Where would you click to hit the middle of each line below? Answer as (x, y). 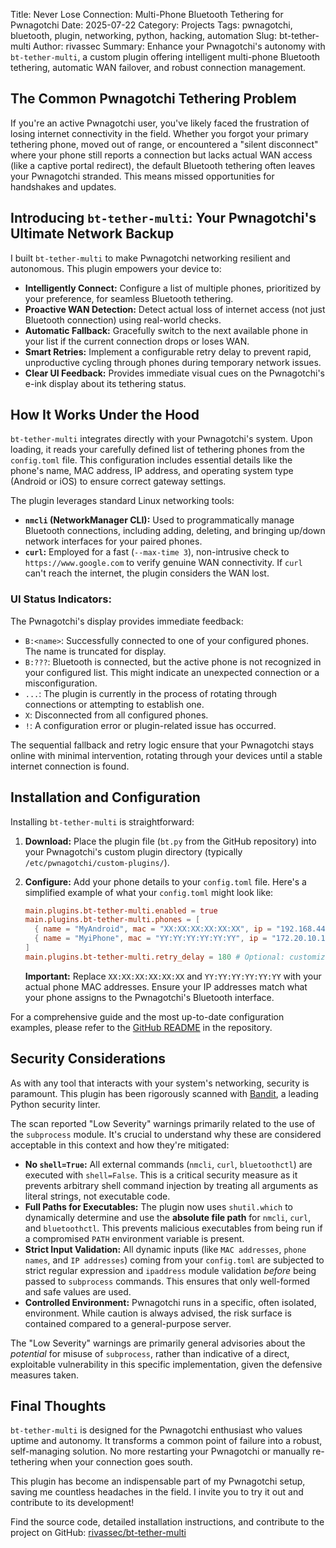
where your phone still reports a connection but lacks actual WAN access (161, 155)
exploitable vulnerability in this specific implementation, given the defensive (166, 1364)
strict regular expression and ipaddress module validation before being (170, 1270)
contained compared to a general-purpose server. (128, 1323)
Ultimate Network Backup (92, 234)
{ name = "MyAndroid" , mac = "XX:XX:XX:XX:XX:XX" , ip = (153, 929)
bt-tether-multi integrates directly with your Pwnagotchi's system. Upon (161, 439)
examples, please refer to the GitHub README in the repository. (141, 1027)
